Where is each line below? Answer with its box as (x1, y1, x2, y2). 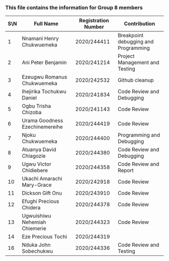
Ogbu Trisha (22, 102, 51, 110)
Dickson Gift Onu (22, 190, 62, 197)
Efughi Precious (22, 198, 59, 205)
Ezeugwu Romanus (22, 74, 67, 81)
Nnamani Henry (22, 35, 59, 42)
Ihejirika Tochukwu (22, 88, 66, 95)
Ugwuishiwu (22, 213, 51, 220)
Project (117, 53, 135, 60)
